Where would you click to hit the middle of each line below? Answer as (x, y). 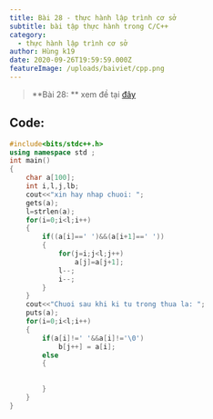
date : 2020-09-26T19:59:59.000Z (71, 60)
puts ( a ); (42, 313)
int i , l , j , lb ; (52, 186)
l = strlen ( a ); (51, 211)
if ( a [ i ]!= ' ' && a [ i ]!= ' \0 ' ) (93, 338)
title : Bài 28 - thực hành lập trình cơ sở (93, 18)
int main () (30, 161)
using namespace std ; (52, 152)
